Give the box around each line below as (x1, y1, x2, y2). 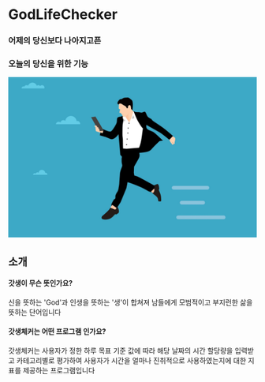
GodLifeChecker (8, 6, 118, 24)
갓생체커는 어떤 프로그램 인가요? (8, 327, 106, 336)
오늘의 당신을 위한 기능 (8, 58, 89, 69)
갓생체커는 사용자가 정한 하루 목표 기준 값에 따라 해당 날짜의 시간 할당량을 (8, 346, 233, 356)
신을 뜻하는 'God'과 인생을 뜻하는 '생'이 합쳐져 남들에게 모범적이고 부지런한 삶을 (8, 298, 253, 307)
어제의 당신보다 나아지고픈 (8, 36, 102, 47)
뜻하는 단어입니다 (8, 307, 62, 316)
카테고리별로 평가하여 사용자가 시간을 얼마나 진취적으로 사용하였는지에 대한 (16, 356, 247, 365)
